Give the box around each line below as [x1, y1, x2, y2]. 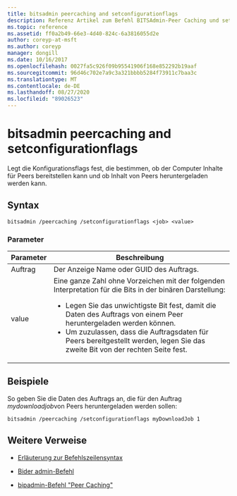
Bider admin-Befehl [17, 466, 75, 476]
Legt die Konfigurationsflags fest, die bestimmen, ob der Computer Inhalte [7, 163, 224, 173]
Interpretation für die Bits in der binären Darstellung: [53, 285, 226, 294]
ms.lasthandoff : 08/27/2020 [7, 89, 90, 96]
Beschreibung [116, 253, 164, 263]
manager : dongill [7, 50, 59, 57]
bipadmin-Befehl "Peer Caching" [17, 480, 114, 489]
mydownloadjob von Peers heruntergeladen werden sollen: [7, 402, 178, 410]
